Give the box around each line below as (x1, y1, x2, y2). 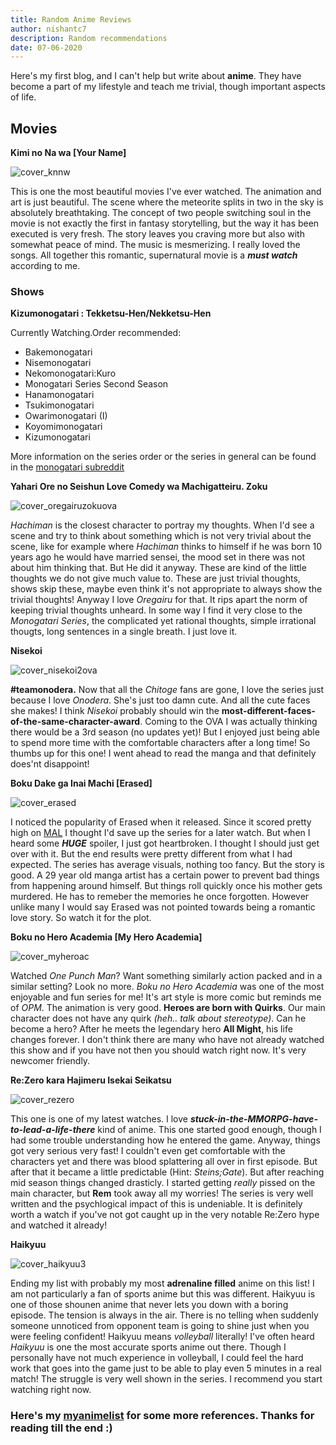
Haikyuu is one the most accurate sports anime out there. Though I (10, 1341, 287, 1353)
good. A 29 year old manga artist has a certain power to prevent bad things (10, 869, 320, 881)
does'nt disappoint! (10, 758, 90, 770)
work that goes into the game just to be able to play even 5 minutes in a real (10, 1362, 322, 1375)
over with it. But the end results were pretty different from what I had (10, 848, 293, 860)
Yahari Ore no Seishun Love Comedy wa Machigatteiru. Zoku (10, 481, 268, 493)
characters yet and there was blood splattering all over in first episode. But (10, 1156, 318, 1168)
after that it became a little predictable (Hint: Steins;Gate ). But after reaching (10, 1166, 325, 1178)
